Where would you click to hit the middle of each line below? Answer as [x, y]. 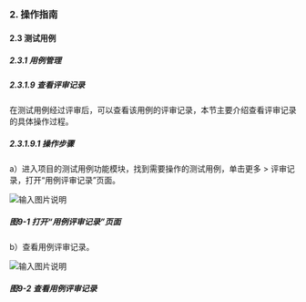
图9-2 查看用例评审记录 [53, 288]
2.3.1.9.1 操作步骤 [42, 144]
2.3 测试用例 [33, 37]
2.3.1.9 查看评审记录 [47, 85]
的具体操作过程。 [41, 121]
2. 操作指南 [34, 14]
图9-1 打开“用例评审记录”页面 [65, 222]
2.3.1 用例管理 [36, 60]
